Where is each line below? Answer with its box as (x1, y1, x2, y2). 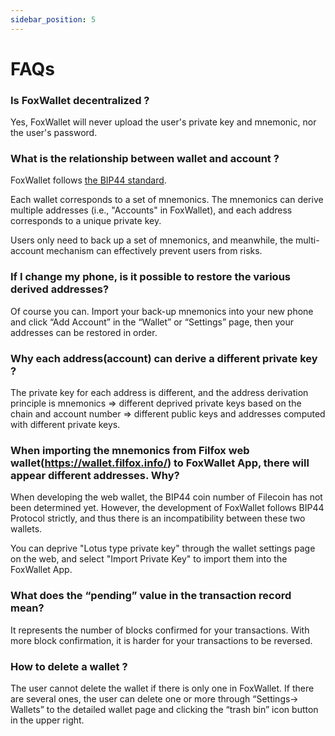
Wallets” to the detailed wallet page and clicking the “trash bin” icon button (10, 703, 319, 715)
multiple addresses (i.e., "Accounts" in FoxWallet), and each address (10, 204, 293, 216)
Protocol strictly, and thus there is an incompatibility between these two (10, 512, 306, 525)
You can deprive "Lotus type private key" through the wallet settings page (10, 542, 316, 555)
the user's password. (10, 127, 98, 139)
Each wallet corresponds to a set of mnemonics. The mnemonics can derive (10, 194, 324, 206)
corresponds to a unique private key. (10, 215, 162, 227)
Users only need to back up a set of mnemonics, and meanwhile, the (10, 234, 294, 246)
